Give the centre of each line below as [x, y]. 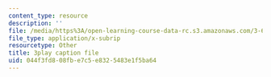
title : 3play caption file [54, 53]
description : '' [35, 23]
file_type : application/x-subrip [65, 38]
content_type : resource [48, 16]
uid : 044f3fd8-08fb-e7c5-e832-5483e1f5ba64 [83, 61]
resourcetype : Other [43, 46]
